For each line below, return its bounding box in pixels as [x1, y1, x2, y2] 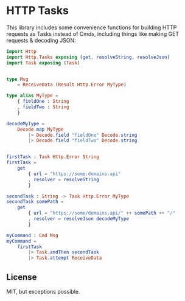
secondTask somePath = [6, 199, 64, 205]
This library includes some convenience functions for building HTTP [6, 24, 177, 31]
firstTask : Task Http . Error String [6, 154, 99, 160]
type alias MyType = [6, 92, 59, 99]
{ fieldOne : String [17, 99, 69, 105]
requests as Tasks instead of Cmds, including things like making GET [6, 30, 180, 37]
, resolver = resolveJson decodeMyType [28, 216, 130, 222]
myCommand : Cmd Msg [6, 232, 59, 238]
